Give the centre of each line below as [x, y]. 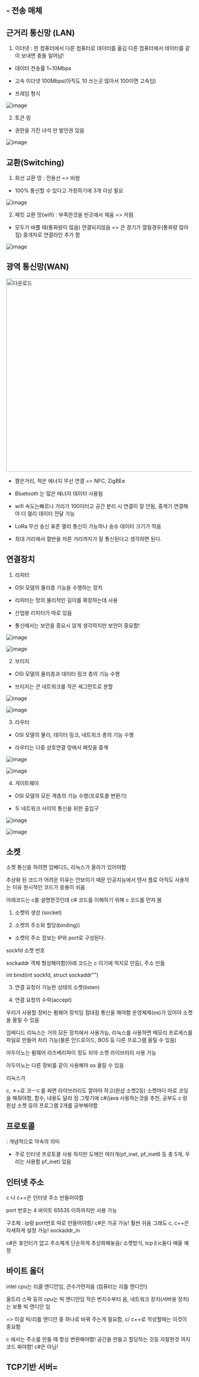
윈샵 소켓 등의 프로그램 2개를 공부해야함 [52, 1106]
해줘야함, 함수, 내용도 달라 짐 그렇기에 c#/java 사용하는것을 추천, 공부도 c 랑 [100, 1098]
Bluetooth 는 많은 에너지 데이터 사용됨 [59, 493]
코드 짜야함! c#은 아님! [32, 1347]
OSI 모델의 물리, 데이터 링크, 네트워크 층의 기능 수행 [74, 735]
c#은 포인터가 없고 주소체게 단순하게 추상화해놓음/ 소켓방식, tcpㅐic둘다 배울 [94, 1243]
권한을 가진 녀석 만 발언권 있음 [49, 130]
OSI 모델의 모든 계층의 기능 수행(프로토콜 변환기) [71, 795]
